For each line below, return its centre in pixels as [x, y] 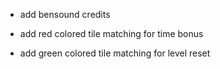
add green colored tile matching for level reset [115, 53]
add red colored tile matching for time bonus [111, 33]
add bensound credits [65, 14]
